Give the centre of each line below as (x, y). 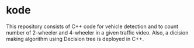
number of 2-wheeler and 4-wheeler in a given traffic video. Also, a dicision (97, 32)
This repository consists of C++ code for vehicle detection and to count (92, 26)
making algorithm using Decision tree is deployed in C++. (75, 39)
